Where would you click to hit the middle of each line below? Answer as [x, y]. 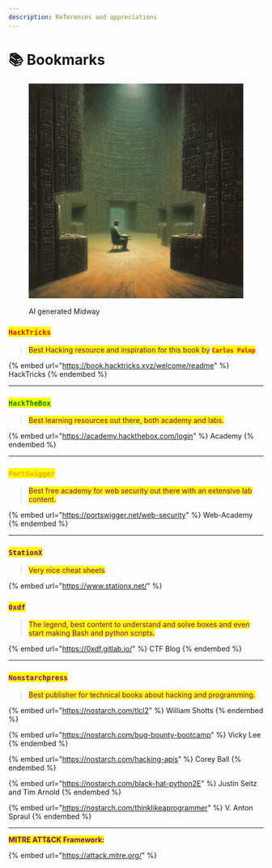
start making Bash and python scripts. [91, 633]
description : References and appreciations [83, 17]
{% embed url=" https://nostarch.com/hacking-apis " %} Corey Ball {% [125, 759]
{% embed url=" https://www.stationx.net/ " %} [85, 586]
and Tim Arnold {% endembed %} [65, 792]
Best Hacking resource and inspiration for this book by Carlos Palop [142, 349]
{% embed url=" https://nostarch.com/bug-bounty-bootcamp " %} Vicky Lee [135, 735]
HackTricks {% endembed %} [58, 374]
